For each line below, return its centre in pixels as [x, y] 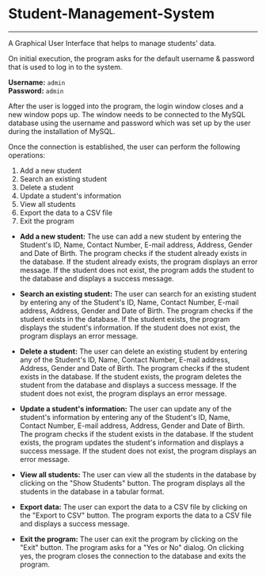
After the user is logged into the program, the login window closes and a [126, 106]
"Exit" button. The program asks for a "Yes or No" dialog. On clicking [132, 547]
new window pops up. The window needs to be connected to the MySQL [127, 114]
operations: [27, 155]
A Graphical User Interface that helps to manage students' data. [112, 43]
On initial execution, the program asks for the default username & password [131, 58]
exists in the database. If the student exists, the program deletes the [131, 376]
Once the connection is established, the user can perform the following [124, 147]
